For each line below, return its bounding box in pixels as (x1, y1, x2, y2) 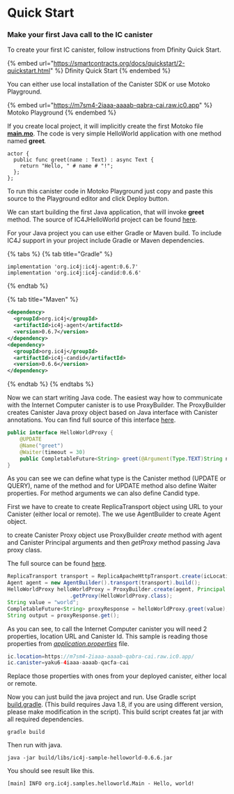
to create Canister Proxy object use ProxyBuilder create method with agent (7, 531, 223, 539)
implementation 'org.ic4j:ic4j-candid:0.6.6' (7, 270, 141, 277)
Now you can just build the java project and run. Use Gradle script (7, 693, 196, 701)
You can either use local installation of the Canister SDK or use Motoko (7, 80, 210, 89)
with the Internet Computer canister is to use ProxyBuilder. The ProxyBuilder (7, 401, 226, 409)
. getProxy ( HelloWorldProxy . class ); (69, 592, 173, 600)
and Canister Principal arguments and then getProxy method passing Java (7, 538, 221, 547)
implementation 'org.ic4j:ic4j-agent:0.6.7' (7, 263, 139, 270)
